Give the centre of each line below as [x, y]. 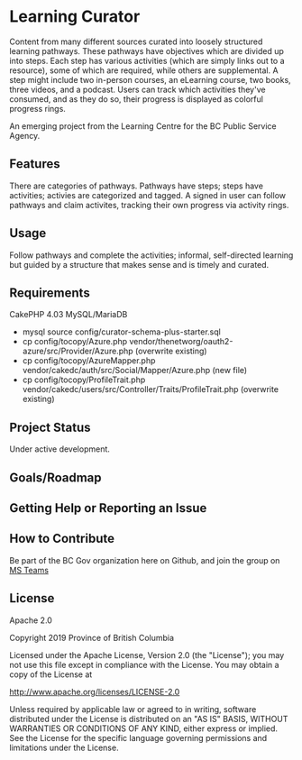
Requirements [50, 293]
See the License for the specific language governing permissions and [138, 737]
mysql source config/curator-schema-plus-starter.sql [121, 332]
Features [35, 164]
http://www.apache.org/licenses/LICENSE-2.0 [95, 691]
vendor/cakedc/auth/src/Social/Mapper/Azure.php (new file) [135, 371]
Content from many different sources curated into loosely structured [136, 41]
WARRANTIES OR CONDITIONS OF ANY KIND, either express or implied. [143, 728]
